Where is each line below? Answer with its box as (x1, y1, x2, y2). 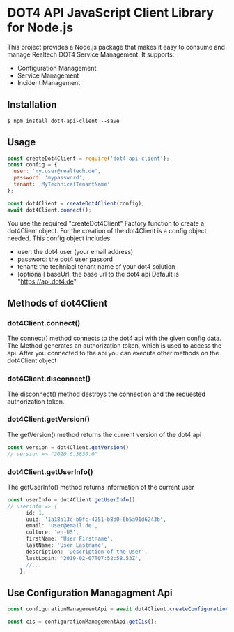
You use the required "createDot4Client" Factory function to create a (7, 219, 205, 228)
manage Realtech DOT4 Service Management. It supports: (7, 50, 175, 59)
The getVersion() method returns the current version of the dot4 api (7, 430, 202, 439)
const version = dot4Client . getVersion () (7, 443, 130, 451)
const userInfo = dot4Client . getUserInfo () (7, 496, 136, 504)
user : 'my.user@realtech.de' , (13, 168, 101, 175)
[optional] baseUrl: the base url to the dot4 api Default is (17, 270, 180, 278)
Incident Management (17, 78, 81, 87)
